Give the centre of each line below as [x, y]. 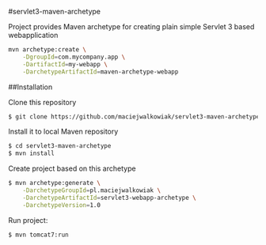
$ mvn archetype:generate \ [55, 183]
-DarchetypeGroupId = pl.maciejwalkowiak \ [91, 190]
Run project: [28, 220]
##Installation [30, 87]
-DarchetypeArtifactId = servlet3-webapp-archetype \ [109, 198]
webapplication [33, 35]
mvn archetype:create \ [47, 50]
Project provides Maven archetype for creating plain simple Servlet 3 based [131, 26]
